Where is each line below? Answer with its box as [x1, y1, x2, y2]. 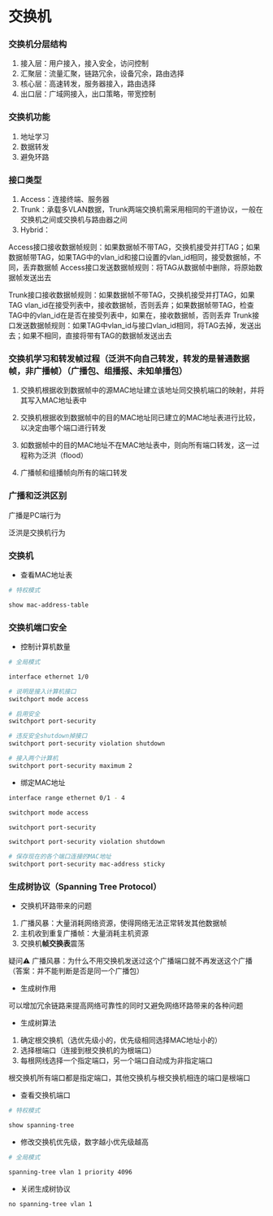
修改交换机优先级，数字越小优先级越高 [19, 1137, 149, 1147]
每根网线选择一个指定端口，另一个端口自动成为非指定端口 [19, 1056, 213, 1065]
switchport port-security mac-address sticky [8, 860, 165, 868]
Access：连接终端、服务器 [19, 195, 110, 204]
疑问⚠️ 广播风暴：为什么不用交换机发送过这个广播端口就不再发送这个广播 [8, 956, 253, 966]
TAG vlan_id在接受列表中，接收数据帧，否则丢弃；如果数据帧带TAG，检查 [8, 301, 254, 310]
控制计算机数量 [19, 642, 71, 652]
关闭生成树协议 [19, 1183, 71, 1193]
